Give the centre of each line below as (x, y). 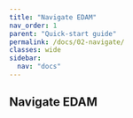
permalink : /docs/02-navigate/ (67, 42)
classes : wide (35, 50)
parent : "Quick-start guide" (63, 33)
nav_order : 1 (33, 26)
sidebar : (25, 58)
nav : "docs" (39, 67)
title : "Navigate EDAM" (53, 17)
